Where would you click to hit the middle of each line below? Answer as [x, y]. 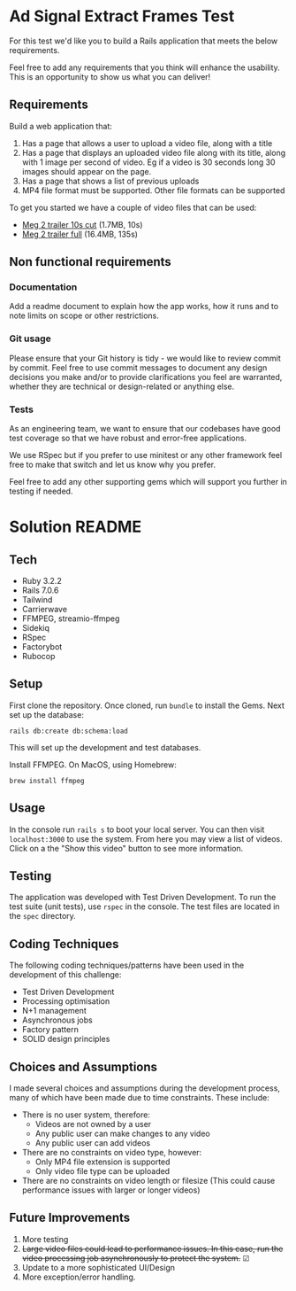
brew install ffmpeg [47, 781]
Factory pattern [50, 1030]
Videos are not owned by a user [93, 1124]
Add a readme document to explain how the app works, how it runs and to [144, 307]
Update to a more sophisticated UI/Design [98, 1267]
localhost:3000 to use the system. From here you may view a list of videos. [146, 838]
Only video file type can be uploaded [102, 1171]
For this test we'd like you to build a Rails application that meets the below [144, 41]
